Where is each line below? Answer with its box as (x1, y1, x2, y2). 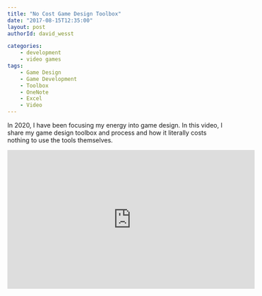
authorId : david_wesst (7, 30, 74, 37)
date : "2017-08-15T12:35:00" (7, 17, 93, 24)
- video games (20, 56, 61, 63)
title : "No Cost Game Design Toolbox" (7, 10, 121, 18)
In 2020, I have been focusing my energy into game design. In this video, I (7, 121, 222, 129)
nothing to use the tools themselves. (7, 136, 113, 144)
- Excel (20, 95, 42, 102)
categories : (7, 43, 42, 50)
